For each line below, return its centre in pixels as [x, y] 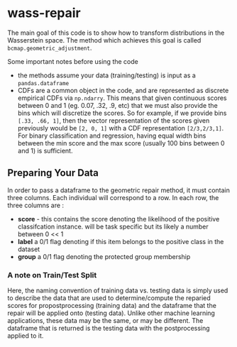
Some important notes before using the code [73, 61]
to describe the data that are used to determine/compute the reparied [109, 298]
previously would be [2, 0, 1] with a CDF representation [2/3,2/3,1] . [121, 128]
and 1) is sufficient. [45, 150]
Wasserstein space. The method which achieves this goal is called [104, 40]
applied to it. [26, 336]
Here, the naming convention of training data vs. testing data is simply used [118, 291]
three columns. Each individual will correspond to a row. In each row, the [113, 197]
